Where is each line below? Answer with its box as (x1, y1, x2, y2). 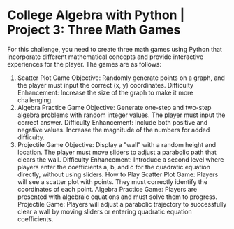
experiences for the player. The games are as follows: (7, 60, 162, 68)
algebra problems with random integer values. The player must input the (17, 111, 226, 119)
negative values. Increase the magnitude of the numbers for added (17, 125, 210, 134)
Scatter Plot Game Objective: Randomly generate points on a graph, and (17, 74, 226, 82)
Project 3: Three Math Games (7, 22, 181, 38)
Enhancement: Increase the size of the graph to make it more (17, 88, 193, 97)
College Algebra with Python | (7, 7, 185, 23)
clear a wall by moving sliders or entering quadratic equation (17, 207, 192, 216)
